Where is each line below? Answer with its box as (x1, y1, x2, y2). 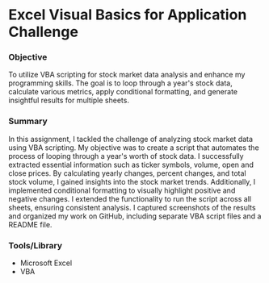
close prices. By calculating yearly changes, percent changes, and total (8, 168, 246, 178)
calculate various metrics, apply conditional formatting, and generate (8, 87, 238, 97)
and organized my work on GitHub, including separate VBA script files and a (8, 211, 262, 221)
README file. (8, 219, 53, 229)
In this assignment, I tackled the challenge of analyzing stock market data (8, 134, 253, 144)
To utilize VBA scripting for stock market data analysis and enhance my (8, 70, 246, 80)
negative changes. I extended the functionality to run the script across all (8, 194, 252, 203)
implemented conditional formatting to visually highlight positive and (8, 185, 236, 195)
